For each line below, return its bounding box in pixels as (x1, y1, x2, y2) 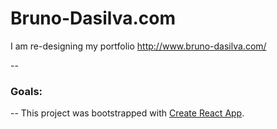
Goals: (10, 84, 43, 98)
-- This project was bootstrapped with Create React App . (10, 107, 245, 119)
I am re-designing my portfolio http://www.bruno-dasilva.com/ (10, 40, 267, 52)
